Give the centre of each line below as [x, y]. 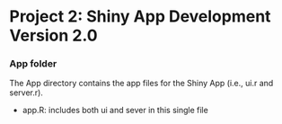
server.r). [26, 93]
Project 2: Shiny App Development [140, 17]
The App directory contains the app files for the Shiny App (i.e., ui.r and [141, 84]
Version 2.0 [53, 35]
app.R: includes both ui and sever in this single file [115, 111]
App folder [33, 64]
